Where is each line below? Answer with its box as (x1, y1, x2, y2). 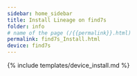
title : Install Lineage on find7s (7, 17, 107, 23)
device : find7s (7, 42, 51, 49)
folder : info (7, 23, 45, 30)
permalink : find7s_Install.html (7, 36, 100, 43)
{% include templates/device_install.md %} (7, 61, 130, 69)
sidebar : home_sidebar (7, 10, 73, 17)
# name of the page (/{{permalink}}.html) (7, 29, 131, 37)
